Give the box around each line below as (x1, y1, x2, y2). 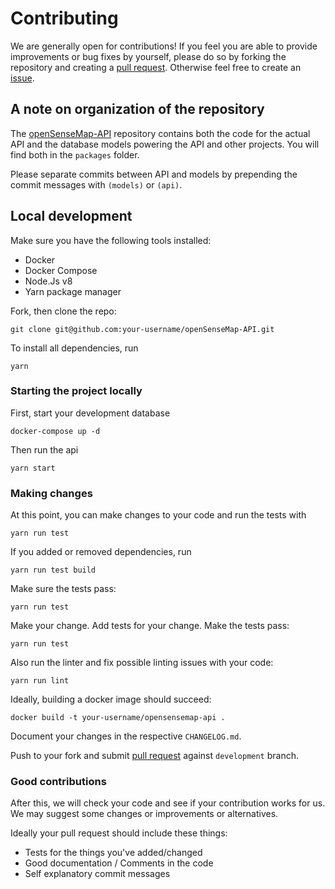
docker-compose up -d (10, 426, 101, 436)
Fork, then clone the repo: (10, 305, 117, 317)
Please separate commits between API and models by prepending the (10, 168, 298, 180)
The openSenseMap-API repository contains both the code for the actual (10, 127, 311, 139)
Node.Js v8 (24, 275, 73, 287)
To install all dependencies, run (10, 342, 139, 354)
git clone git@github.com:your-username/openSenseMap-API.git (10, 324, 275, 334)
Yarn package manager (24, 285, 122, 297)
